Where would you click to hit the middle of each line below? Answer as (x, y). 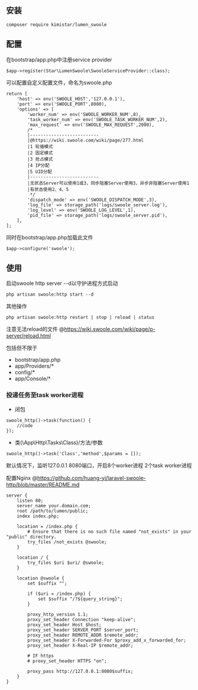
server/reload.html (29, 336)
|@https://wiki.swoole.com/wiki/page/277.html (86, 140)
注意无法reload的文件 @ (35, 329)
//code (25, 425)
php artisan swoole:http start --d (50, 294)
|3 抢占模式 (40, 159)
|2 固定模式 (40, 153)
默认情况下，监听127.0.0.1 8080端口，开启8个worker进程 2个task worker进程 (99, 465)
